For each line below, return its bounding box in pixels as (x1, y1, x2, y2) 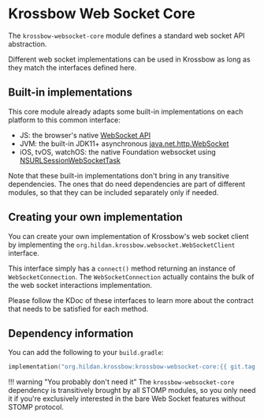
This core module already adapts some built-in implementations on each (8, 107, 244, 116)
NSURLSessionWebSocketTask (19, 155, 121, 165)
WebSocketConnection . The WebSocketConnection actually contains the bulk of (8, 271, 255, 281)
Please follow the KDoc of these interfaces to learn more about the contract (8, 295, 254, 305)
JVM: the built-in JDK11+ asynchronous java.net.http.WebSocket (19, 139, 229, 148)
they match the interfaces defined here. (8, 62, 137, 72)
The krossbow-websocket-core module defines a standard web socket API (8, 31, 246, 40)
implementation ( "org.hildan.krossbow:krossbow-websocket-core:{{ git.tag (8, 363, 256, 371)
